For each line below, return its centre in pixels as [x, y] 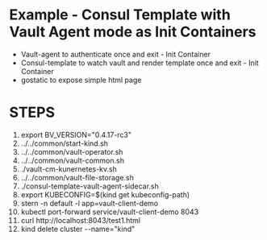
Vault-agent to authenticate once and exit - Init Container [115, 54]
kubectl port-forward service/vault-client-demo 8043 [110, 212]
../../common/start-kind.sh [64, 143]
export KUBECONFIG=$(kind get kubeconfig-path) [105, 194]
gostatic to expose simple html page [81, 80]
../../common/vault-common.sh [72, 160]
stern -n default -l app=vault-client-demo [90, 203]
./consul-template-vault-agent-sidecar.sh [90, 186]
